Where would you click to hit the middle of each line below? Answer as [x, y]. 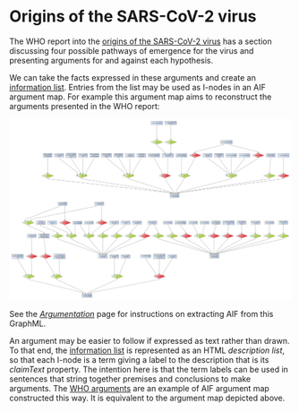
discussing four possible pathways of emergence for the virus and [132, 50]
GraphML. [28, 323]
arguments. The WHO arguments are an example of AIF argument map [140, 389]
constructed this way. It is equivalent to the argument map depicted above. [147, 398]
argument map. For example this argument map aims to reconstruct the [141, 97]
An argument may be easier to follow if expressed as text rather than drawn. [149, 341]
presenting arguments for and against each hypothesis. [111, 60]
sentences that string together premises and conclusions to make [130, 379]
